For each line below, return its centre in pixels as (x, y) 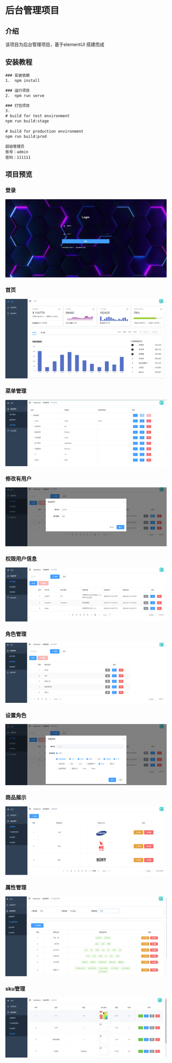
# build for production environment (44, 131)
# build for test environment (38, 116)
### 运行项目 (18, 91)
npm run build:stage (27, 121)
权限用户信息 (21, 559)
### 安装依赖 (18, 75)
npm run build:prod (26, 136)
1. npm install (23, 80)
